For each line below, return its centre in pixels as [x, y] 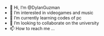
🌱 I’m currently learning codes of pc [45, 18]
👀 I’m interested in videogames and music [52, 13]
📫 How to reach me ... [32, 28]
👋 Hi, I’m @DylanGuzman [35, 8]
